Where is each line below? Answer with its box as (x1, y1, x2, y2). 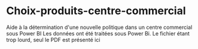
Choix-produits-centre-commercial (6, 4, 187, 18)
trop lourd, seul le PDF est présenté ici (6, 36, 100, 43)
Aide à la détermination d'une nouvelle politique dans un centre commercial (6, 24, 193, 31)
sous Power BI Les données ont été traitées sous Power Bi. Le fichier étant (6, 30, 190, 37)
